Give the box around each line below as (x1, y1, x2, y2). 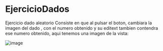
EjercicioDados (5, 3, 70, 15)
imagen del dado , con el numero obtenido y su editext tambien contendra (5, 25, 158, 31)
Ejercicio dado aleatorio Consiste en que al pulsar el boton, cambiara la (5, 20, 152, 26)
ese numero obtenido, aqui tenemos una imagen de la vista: (5, 30, 129, 36)
